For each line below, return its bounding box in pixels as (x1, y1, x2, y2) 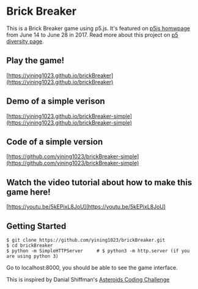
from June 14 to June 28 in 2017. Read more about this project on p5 (6, 31, 178, 38)
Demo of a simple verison (6, 96, 105, 107)
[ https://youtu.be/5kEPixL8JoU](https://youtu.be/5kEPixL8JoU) (6, 203, 166, 210)
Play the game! (6, 55, 65, 66)
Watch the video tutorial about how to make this (6, 177, 193, 188)
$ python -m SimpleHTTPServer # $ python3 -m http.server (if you (6, 248, 190, 254)
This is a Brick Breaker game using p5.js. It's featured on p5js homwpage (6, 25, 191, 32)
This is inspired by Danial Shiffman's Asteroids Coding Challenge (6, 276, 170, 283)
